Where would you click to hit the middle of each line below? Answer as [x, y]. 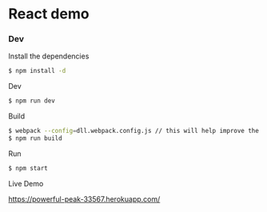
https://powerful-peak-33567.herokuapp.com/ [84, 199]
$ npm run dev [32, 101]
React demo [49, 14]
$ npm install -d [37, 71]
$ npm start [28, 168]
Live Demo [26, 183]
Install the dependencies [49, 56]
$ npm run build [35, 138]
